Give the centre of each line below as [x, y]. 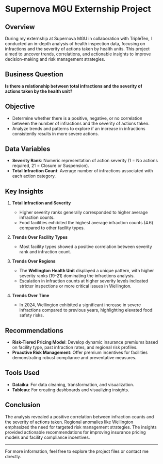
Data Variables [28, 149]
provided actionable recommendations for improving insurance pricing [75, 432]
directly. [13, 456]
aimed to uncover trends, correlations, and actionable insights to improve [78, 54]
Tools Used [22, 373]
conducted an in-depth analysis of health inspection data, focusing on [75, 44]
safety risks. [32, 315]
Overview [20, 27]
